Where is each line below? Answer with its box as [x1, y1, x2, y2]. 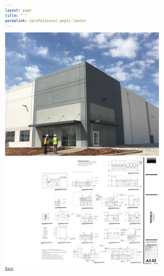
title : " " [5, 13, 27, 18]
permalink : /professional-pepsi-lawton [5, 18, 86, 23]
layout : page [5, 8, 32, 13]
